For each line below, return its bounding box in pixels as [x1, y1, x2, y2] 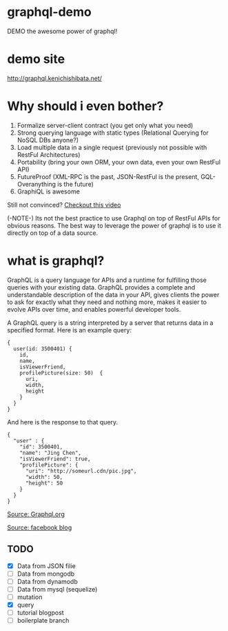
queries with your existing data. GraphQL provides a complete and [7, 283, 196, 291]
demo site [7, 51, 65, 67]
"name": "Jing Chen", [19, 449, 81, 456]
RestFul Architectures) [17, 150, 81, 159]
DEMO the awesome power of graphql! [7, 27, 118, 35]
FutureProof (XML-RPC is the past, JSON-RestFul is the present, [17, 172, 200, 180]
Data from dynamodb [17, 577, 78, 585]
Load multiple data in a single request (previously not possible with [17, 143, 207, 151]
